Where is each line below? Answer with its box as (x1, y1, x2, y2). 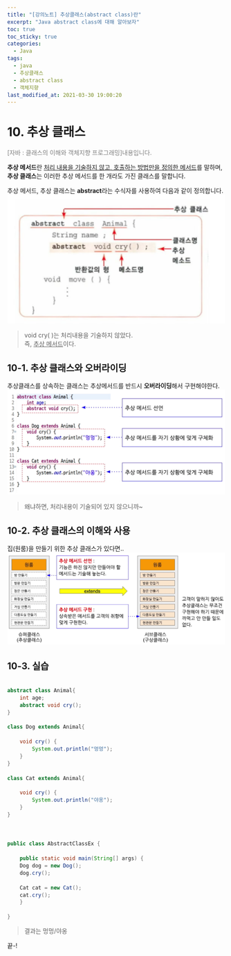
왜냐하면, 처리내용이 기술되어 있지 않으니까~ (24, 503, 143, 511)
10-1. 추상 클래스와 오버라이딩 (7, 362, 127, 374)
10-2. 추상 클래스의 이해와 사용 (7, 525, 131, 536)
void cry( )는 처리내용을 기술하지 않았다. (24, 331, 133, 339)
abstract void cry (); (19, 701, 82, 709)
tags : (7, 55, 23, 62)
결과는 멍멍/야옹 (24, 927, 68, 935)
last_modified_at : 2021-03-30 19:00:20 (7, 91, 122, 98)
